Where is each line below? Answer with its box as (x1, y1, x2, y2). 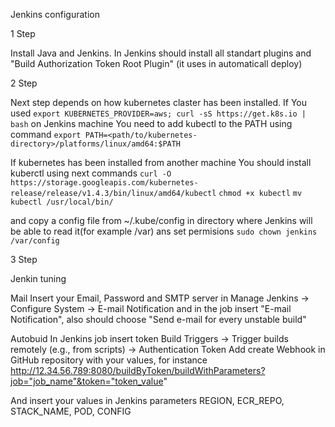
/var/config (10, 236, 60, 246)
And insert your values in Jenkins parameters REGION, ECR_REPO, (10, 395, 285, 406)
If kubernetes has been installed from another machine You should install (10, 157, 312, 168)
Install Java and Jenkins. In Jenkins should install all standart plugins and (10, 47, 312, 59)
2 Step (10, 77, 38, 89)
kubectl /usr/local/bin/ (10, 197, 114, 207)
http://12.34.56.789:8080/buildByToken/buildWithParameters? (10, 365, 266, 376)
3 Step (10, 254, 38, 265)
